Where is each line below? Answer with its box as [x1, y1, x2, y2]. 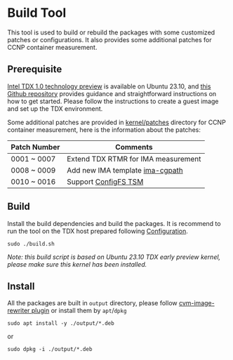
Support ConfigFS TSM [66, 177, 144, 187]
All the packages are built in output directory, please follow [7, 299, 178, 307]
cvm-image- [178, 299, 215, 307]
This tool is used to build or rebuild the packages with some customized [7, 28, 215, 36]
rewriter [7, 307, 30, 315]
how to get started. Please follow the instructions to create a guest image [7, 97, 219, 105]
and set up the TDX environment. [7, 104, 103, 113]
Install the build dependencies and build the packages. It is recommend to [7, 219, 221, 227]
